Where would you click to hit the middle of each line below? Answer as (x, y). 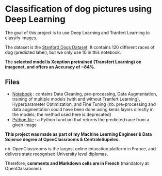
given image (24, 125)
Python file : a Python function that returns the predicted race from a (81, 119)
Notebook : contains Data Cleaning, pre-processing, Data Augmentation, (85, 94)
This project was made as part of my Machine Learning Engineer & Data (79, 134)
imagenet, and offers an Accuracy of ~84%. (50, 67)
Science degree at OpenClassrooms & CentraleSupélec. (63, 139)
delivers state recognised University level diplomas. (57, 154)
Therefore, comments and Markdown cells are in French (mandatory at (77, 163)
